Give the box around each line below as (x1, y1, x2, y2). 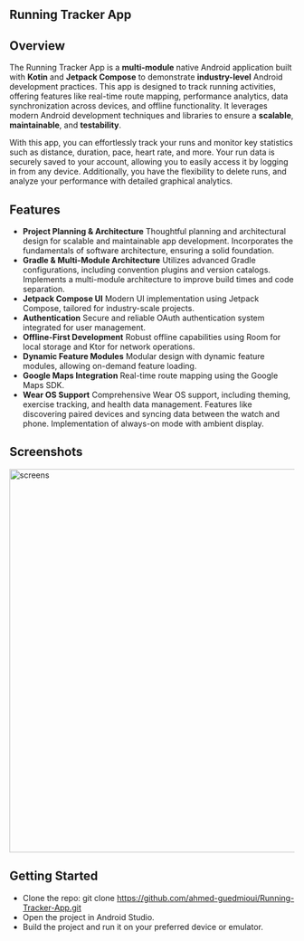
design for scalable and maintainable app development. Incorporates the (22, 235, 294, 247)
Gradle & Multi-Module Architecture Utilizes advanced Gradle (22, 255, 256, 266)
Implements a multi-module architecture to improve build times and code (22, 274, 294, 285)
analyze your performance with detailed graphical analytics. (9, 176, 233, 186)
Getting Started (9, 869, 99, 884)
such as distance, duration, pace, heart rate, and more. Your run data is (9, 147, 275, 157)
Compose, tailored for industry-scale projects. (22, 303, 195, 314)
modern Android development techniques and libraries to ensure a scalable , (9, 110, 294, 121)
